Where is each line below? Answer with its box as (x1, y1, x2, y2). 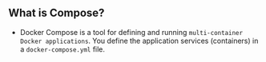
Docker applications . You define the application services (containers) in (19, 36, 259, 45)
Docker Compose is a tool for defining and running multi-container (19, 27, 243, 37)
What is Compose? (8, 6, 105, 20)
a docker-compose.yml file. (19, 44, 106, 54)
